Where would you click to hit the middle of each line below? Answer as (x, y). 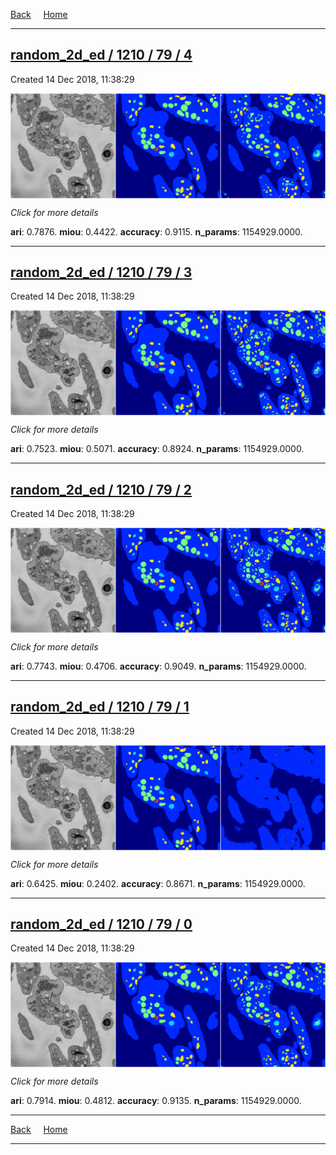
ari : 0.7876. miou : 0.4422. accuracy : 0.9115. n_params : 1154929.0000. (156, 231)
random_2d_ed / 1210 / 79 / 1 (100, 707)
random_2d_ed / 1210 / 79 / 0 (101, 924)
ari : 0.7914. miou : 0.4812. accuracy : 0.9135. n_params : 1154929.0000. (156, 1101)
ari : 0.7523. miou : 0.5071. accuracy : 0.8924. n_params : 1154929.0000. (157, 449)
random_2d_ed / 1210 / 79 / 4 (101, 55)
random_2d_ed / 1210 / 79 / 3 (101, 272)
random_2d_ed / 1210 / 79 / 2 (101, 489)
